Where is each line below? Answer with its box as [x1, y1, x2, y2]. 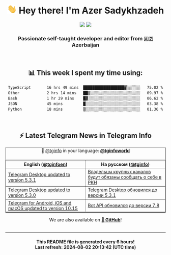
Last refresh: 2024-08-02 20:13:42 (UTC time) [35, 244, 136, 250]
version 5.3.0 [8, 192, 36, 198]
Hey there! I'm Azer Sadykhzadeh [18, 5, 164, 16]
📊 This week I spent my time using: [28, 68, 143, 77]
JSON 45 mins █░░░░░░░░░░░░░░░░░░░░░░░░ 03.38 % [8, 101, 163, 106]
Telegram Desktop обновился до [88, 187, 158, 193]
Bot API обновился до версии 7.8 [88, 202, 160, 209]
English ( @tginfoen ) [23, 161, 68, 167]
